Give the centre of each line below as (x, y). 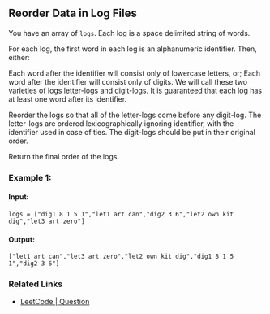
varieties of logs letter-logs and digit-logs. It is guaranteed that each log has (135, 90)
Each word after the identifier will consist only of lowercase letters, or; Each (135, 73)
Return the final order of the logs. (64, 156)
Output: (21, 239)
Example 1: (30, 177)
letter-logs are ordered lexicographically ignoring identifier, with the (121, 123)
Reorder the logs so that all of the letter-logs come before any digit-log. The (135, 115)
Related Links (36, 284)
